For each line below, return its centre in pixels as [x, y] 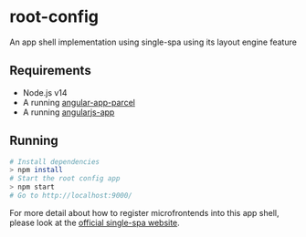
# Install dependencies [55, 161]
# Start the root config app [65, 179]
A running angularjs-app [69, 112]
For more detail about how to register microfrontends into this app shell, [145, 212]
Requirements [50, 71]
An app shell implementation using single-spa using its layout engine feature [153, 42]
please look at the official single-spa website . [95, 222]
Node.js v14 [45, 92]
